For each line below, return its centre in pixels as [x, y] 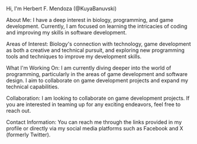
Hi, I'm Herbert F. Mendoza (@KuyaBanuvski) [62, 9]
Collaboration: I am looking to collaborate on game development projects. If [98, 98]
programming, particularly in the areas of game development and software [97, 74]
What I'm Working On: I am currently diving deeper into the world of [89, 68]
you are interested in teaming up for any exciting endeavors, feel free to [93, 104]
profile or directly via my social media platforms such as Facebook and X [95, 128]
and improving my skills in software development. [67, 32]
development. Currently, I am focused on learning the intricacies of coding [97, 26]
